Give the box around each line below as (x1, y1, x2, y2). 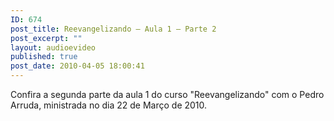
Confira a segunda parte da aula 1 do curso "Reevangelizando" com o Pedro (10, 89, 325, 100)
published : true (10, 52, 78, 62)
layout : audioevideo (10, 42, 97, 53)
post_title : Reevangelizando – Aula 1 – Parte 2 (10, 24, 217, 34)
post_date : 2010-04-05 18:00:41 (10, 61, 145, 71)
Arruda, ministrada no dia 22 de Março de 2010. (10, 99, 208, 111)
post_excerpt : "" (10, 33, 83, 43)
